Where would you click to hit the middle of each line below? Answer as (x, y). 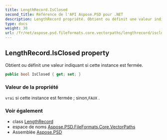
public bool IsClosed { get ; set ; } (43, 74)
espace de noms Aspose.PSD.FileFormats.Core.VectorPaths (74, 127)
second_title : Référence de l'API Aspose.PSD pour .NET (64, 14)
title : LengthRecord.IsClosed (37, 10)
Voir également (24, 111)
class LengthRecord (33, 122)
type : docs (16, 24)
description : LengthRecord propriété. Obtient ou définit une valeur (79, 19)
